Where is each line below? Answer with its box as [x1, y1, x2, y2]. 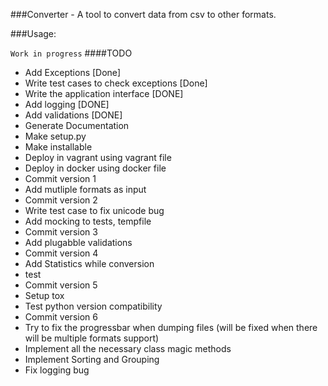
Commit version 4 [24, 247, 99, 259]
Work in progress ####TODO [10, 47, 133, 59]
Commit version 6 [24, 311, 98, 323]
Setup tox [24, 290, 65, 301]
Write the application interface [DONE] [24, 88, 184, 99]
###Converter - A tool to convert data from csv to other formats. [10, 9, 277, 20]
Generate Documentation [24, 120, 130, 131]
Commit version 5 [24, 279, 98, 291]
